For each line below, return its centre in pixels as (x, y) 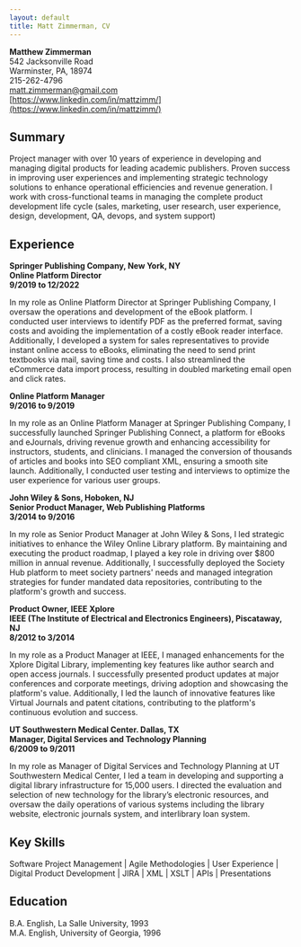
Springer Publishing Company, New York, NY (95, 266)
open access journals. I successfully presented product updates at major (144, 674)
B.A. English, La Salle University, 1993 (79, 923)
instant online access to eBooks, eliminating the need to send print (133, 350)
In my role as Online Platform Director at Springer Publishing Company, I (142, 303)
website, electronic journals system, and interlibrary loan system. (130, 814)
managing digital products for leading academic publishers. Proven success (150, 168)
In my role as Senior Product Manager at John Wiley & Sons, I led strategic (147, 535)
